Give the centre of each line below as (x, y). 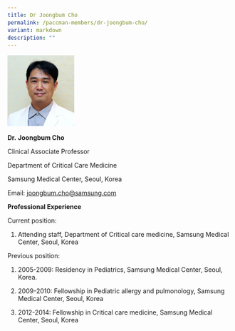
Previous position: (34, 255)
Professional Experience (45, 206)
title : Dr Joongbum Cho (43, 15)
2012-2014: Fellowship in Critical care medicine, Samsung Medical (115, 312)
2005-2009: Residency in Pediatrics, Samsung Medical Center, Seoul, (120, 269)
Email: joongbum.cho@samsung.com (62, 193)
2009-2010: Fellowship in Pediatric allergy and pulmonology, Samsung (121, 291)
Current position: (32, 220)
